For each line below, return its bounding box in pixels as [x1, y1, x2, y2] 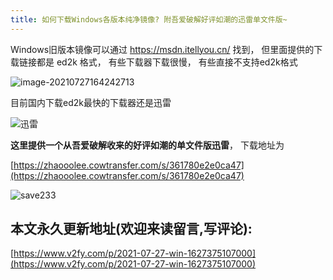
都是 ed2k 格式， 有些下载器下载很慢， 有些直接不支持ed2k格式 [36, 56, 298, 68]
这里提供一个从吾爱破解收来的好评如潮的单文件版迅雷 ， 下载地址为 [10, 139, 285, 151]
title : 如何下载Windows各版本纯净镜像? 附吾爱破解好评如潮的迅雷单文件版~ [10, 14, 288, 25]
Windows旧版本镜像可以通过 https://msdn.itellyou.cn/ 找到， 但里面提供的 [10, 43, 315, 55]
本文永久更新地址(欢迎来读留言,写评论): [10, 221, 253, 238]
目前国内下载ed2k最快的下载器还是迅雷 [10, 96, 172, 108]
